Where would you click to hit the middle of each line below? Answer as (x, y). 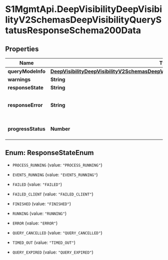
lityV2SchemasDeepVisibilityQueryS (83, 20)
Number (60, 129)
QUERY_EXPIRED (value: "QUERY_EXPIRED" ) (53, 252)
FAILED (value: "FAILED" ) (37, 184)
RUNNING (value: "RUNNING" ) (39, 213)
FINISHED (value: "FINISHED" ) (42, 203)
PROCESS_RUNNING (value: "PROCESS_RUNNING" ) (57, 165)
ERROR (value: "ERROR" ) (35, 223)
